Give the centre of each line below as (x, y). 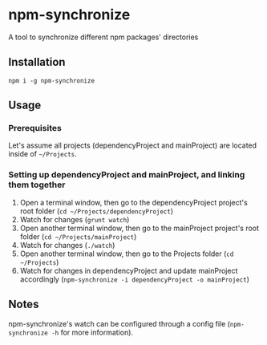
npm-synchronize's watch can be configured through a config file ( (119, 323)
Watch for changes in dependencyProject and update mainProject (129, 270)
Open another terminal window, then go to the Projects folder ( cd (127, 254)
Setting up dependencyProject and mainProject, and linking (127, 175)
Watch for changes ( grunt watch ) (75, 219)
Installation (37, 62)
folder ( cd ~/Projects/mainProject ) (78, 236)
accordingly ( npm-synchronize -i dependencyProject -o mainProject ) (135, 279)
